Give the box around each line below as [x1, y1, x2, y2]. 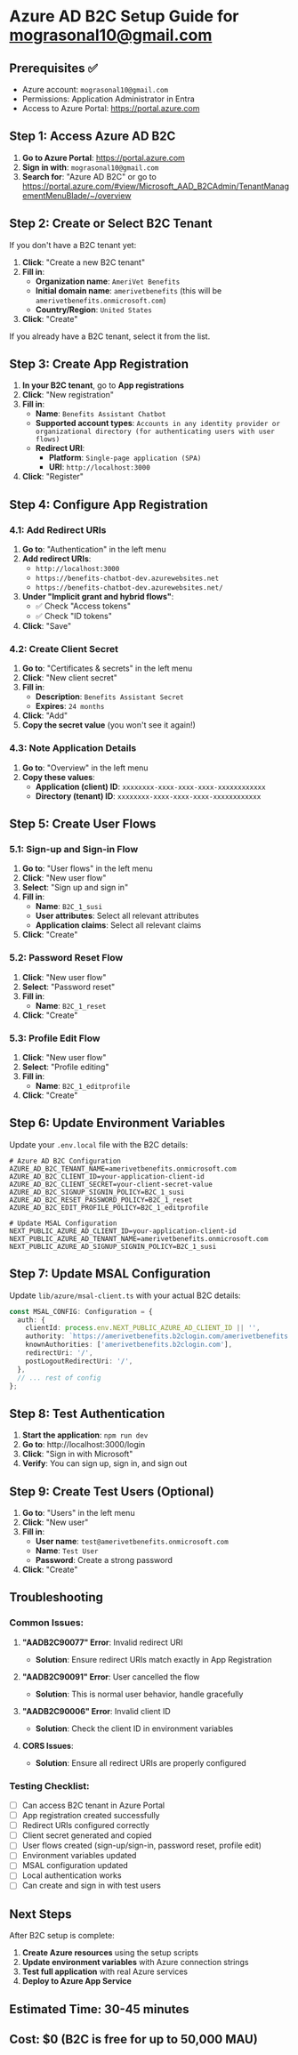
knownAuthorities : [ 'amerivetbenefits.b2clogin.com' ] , [25, 1341, 233, 1350]
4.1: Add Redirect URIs [9, 523, 107, 536]
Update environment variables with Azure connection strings [21, 1957, 249, 1968]
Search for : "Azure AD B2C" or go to [21, 171, 157, 181]
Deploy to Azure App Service [21, 1976, 132, 1986]
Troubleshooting [9, 1590, 104, 1605]
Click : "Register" [21, 471, 85, 482]
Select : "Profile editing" [21, 1061, 109, 1072]
